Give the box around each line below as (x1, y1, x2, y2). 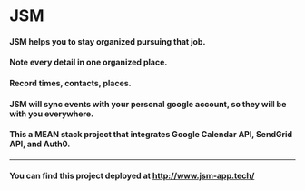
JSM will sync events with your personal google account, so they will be (9, 98, 287, 109)
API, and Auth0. (9, 138, 71, 150)
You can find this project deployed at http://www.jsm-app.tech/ (9, 170, 255, 182)
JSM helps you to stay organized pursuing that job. (9, 35, 206, 46)
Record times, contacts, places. (9, 77, 132, 88)
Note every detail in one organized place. (9, 56, 168, 68)
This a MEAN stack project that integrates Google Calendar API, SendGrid (9, 129, 293, 140)
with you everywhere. (9, 108, 93, 119)
